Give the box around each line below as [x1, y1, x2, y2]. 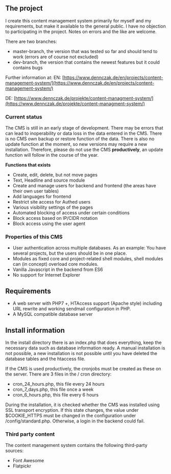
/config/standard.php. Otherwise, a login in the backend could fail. [5, 418, 145, 424]
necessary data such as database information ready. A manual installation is [5, 345, 165, 351]
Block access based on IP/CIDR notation [12, 215, 98, 221]
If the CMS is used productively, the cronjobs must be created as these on [5, 366, 162, 372]
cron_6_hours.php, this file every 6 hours [12, 392, 99, 398]
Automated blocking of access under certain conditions [12, 210, 130, 216]
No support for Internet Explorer [12, 272, 81, 278]
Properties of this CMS [5, 233, 63, 240]
